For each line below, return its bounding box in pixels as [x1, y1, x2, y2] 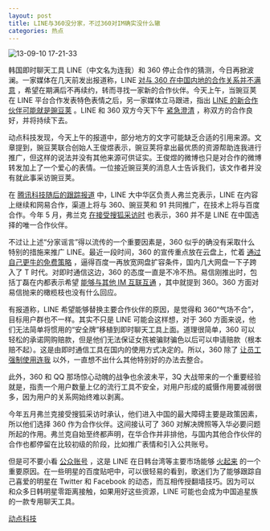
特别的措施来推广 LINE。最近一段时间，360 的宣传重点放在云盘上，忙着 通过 [8, 247, 261, 257]
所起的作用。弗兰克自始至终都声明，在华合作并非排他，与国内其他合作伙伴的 [8, 430, 262, 439]
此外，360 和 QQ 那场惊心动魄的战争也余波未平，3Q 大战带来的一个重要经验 [8, 372, 261, 382]
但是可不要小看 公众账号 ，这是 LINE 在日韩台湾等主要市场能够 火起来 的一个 [8, 456, 261, 467]
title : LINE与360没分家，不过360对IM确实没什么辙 [8, 19, 161, 27]
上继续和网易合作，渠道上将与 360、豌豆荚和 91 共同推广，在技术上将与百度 [8, 200, 260, 210]
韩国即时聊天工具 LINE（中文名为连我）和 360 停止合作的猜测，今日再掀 [8, 65, 247, 75]
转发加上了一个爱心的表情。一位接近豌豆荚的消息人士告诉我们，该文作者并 [8, 163, 255, 173]
